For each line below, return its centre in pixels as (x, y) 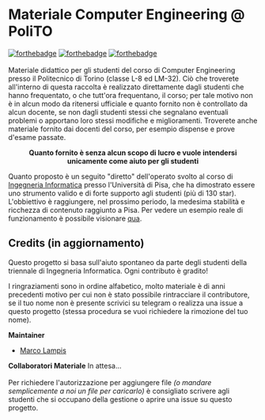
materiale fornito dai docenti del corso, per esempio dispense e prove (122, 129)
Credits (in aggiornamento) (76, 243)
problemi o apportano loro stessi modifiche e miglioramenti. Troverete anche (133, 120)
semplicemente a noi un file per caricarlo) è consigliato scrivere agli (119, 391)
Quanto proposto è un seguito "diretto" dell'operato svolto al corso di (121, 176)
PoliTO (30, 31)
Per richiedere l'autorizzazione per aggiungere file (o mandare (110, 382)
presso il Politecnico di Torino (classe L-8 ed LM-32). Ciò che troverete (124, 78)
